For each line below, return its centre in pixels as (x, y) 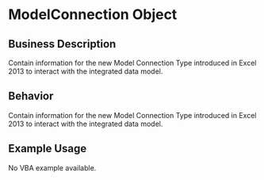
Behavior (31, 96)
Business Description (62, 44)
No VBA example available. (52, 167)
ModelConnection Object (93, 15)
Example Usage (48, 149)
